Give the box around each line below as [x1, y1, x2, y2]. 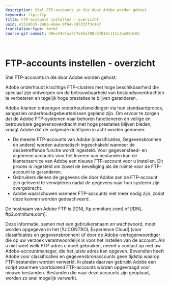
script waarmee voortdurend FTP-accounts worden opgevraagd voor [5, 264, 150, 270]
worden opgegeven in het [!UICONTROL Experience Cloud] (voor [5, 226, 142, 232]
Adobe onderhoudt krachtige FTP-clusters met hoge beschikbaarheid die [5, 84, 159, 90]
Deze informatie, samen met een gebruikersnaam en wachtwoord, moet [5, 221, 156, 227]
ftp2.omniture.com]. [5, 211, 47, 217]
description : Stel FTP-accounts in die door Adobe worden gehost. [5, 7, 149, 13]
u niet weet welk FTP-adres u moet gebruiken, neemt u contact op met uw [5, 242, 161, 248]
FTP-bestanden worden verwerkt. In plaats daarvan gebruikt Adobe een [5, 259, 156, 265]
